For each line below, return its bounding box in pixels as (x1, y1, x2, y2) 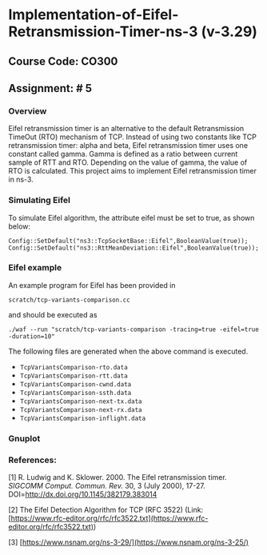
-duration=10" (8, 332, 56, 341)
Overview (8, 106, 47, 117)
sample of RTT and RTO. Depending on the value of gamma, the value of (8, 158, 248, 167)
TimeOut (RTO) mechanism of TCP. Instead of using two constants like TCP (8, 132, 257, 142)
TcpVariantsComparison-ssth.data (19, 389, 132, 397)
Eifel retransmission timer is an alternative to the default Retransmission (8, 124, 245, 134)
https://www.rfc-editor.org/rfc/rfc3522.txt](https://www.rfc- (10, 513, 209, 523)
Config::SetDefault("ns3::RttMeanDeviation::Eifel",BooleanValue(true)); (8, 244, 260, 252)
